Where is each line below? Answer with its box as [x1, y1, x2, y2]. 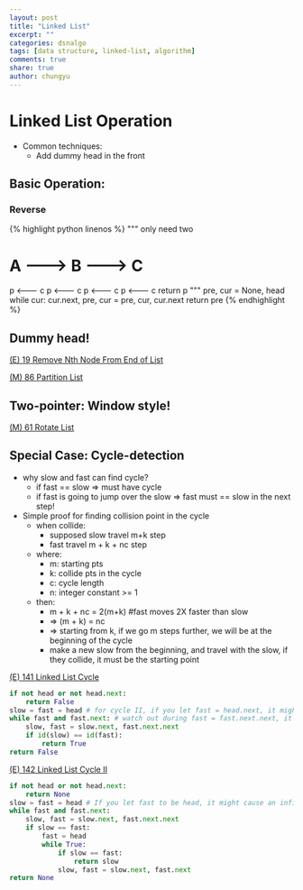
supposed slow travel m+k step [49, 529, 167, 540]
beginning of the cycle [49, 635, 133, 646]
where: [35, 548, 62, 559]
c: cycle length [49, 577, 105, 588]
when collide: [35, 519, 87, 530]
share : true [9, 64, 54, 73]
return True [41, 739, 87, 748]
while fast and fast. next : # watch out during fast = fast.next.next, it [9, 714, 293, 723]
